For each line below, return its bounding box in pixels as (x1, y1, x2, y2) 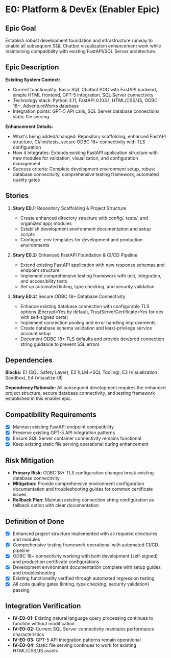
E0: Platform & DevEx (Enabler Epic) (5, 4, 160, 15)
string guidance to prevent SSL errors (20, 341, 100, 347)
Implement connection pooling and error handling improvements (20, 319, 156, 325)
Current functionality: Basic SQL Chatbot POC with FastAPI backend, (12, 86, 157, 92)
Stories (5, 191, 29, 200)
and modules (12, 537, 40, 543)
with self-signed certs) (20, 314, 68, 320)
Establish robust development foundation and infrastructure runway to (5, 37, 153, 43)
